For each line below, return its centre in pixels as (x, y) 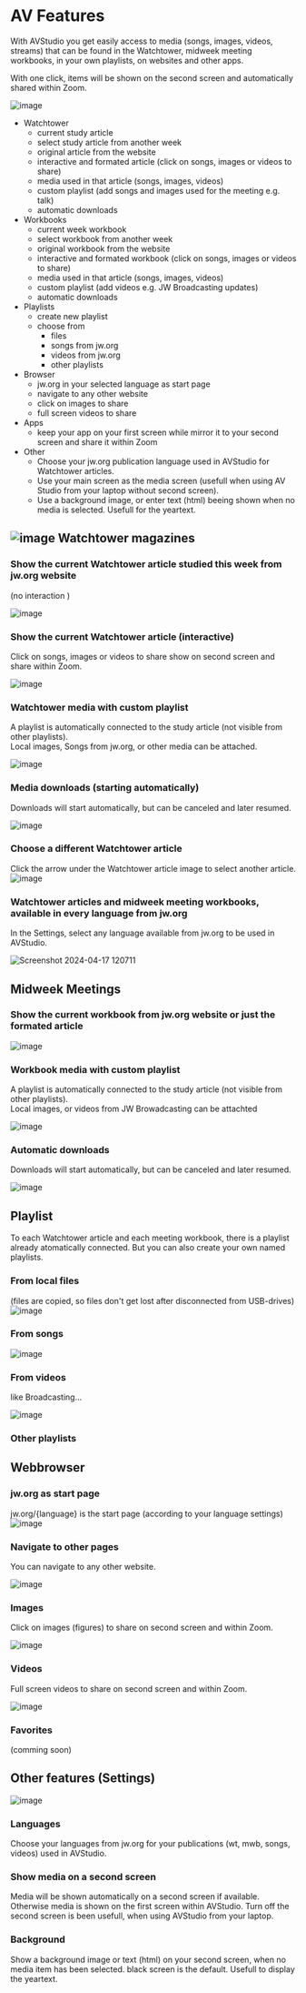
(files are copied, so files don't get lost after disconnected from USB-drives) (153, 1300)
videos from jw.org (85, 355)
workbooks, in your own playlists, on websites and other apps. (127, 60)
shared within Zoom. (49, 87)
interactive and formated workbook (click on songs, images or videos (167, 258)
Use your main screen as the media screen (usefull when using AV (161, 481)
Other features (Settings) (83, 1779)
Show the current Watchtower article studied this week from (146, 564)
